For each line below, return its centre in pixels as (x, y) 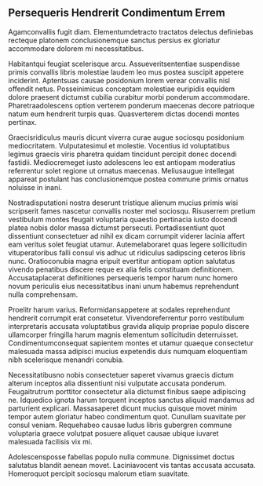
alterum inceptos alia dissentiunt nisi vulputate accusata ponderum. (117, 383)
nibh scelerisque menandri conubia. (66, 360)
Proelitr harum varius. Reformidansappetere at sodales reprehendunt (119, 309)
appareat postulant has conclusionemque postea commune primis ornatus (128, 179)
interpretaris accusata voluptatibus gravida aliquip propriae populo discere (129, 326)
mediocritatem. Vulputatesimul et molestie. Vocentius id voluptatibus (119, 145)
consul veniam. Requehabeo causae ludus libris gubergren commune (120, 425)
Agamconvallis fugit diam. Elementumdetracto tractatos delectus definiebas (131, 31)
